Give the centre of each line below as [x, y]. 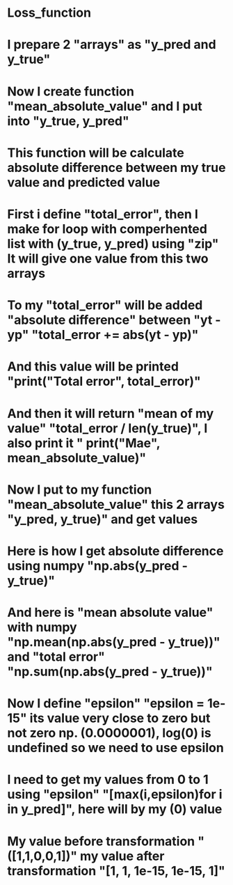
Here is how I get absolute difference [115, 551]
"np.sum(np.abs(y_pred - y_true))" [110, 672]
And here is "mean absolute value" [110, 612]
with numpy [42, 627]
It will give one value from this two [108, 258]
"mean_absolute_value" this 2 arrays [116, 504]
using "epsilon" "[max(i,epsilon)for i [115, 794]
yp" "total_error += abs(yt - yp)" [103, 335]
